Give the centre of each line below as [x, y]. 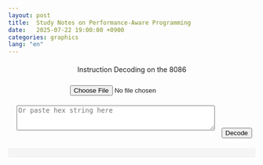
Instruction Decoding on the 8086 [132, 70]
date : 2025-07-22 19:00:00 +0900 [66, 30]
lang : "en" [26, 45]
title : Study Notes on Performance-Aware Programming [100, 23]
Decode [237, 133]
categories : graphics [44, 37]
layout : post [29, 15]
